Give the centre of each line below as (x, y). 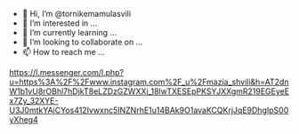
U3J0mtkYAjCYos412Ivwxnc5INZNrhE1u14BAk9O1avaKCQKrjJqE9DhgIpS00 (149, 110)
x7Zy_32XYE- (34, 101)
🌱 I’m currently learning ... (69, 32)
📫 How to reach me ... (63, 52)
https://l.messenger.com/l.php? (67, 72)
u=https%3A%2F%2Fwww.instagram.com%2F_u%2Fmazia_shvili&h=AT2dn (149, 82)
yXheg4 (24, 119)
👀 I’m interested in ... (60, 23)
